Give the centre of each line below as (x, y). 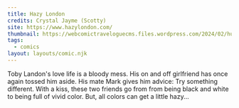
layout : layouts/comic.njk (47, 54)
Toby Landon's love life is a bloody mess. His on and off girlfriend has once (118, 74)
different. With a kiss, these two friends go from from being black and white (118, 89)
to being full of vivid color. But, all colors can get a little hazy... (99, 96)
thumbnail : (23, 34)
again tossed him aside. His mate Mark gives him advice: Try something (113, 81)
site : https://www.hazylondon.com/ (60, 27)
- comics (27, 47)
